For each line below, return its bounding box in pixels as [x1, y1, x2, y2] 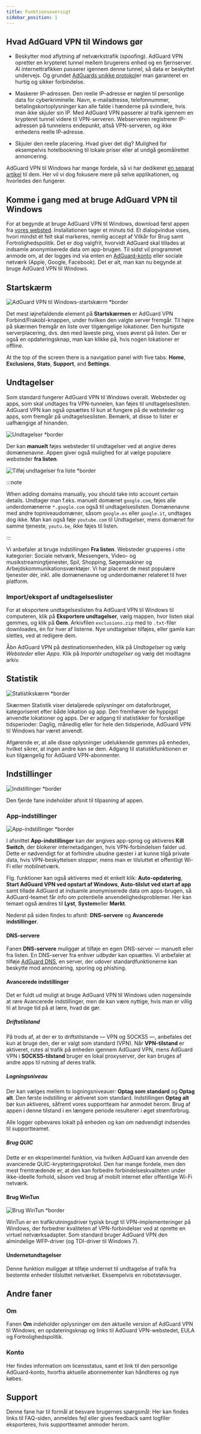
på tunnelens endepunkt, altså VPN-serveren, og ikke [39, 122, 172, 129]
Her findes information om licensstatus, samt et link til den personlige [6, 1362, 178, 1369]
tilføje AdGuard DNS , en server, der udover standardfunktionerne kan [6, 958, 178, 965]
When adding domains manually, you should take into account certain [6, 490, 179, 497]
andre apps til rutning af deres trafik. [6, 1059, 97, 1066]
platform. [6, 578, 29, 585]
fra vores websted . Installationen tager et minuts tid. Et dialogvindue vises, [6, 226, 191, 234]
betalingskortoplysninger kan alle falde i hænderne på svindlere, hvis [14, 103, 186, 110]
